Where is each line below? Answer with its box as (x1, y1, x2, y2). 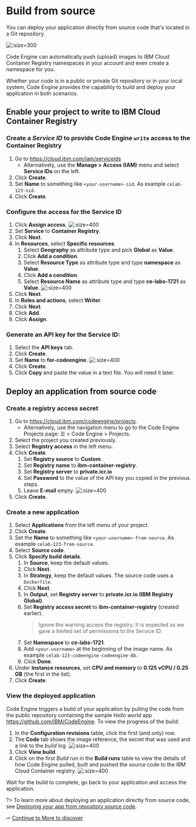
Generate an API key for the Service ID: (6, 330, 120, 339)
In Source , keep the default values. (23, 559, 110, 567)
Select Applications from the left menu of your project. (14, 521, 149, 529)
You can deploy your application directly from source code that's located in (6, 24, 190, 31)
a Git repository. (6, 30, 46, 37)
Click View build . (14, 748, 57, 755)
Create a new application (6, 508, 79, 516)
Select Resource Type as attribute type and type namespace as (23, 259, 181, 266)
